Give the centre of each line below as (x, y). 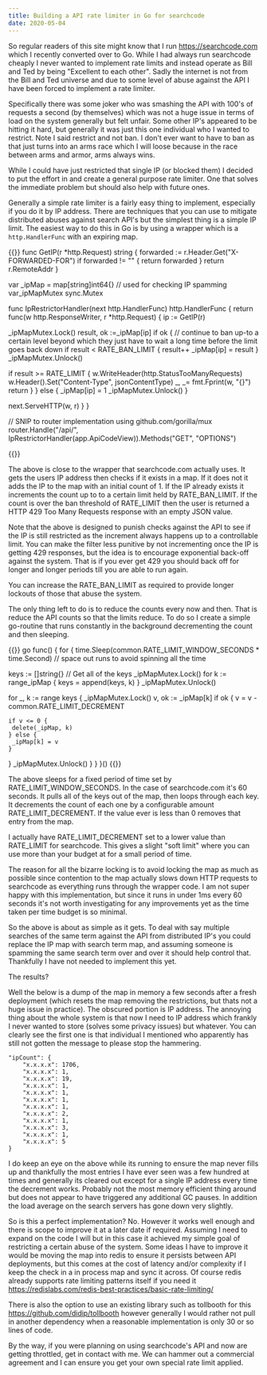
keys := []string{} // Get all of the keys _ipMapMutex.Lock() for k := (118, 674)
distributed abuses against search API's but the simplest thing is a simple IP (132, 220)
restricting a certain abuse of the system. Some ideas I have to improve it (128, 1246)
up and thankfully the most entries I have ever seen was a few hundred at (129, 1171)
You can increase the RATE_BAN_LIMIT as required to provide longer (121, 584)
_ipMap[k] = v (35, 742)
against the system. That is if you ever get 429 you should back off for (124, 561)
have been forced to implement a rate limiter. (82, 88)
